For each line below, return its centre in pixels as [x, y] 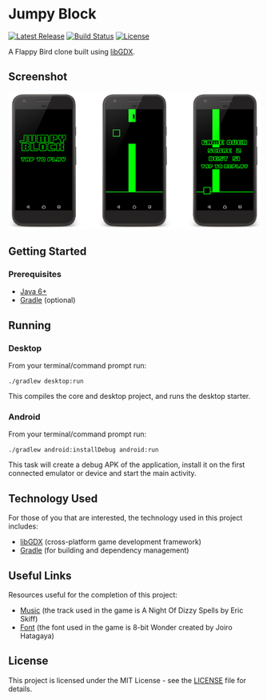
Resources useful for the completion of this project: [93, 595]
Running [30, 325]
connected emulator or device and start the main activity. [103, 473]
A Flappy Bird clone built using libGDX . [72, 51]
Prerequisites [35, 275]
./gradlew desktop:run [46, 381]
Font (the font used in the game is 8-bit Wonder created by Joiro [126, 628]
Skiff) [29, 619]
